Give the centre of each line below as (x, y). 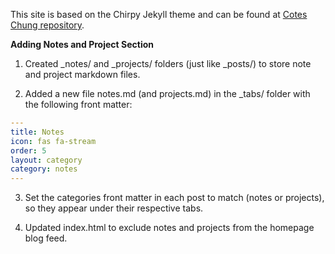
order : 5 (28, 150)
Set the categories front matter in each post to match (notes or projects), (174, 198)
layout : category (46, 160)
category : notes (44, 169)
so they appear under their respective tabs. (114, 208)
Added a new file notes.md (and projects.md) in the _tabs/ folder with (167, 93)
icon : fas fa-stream (53, 141)
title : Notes (37, 132)
